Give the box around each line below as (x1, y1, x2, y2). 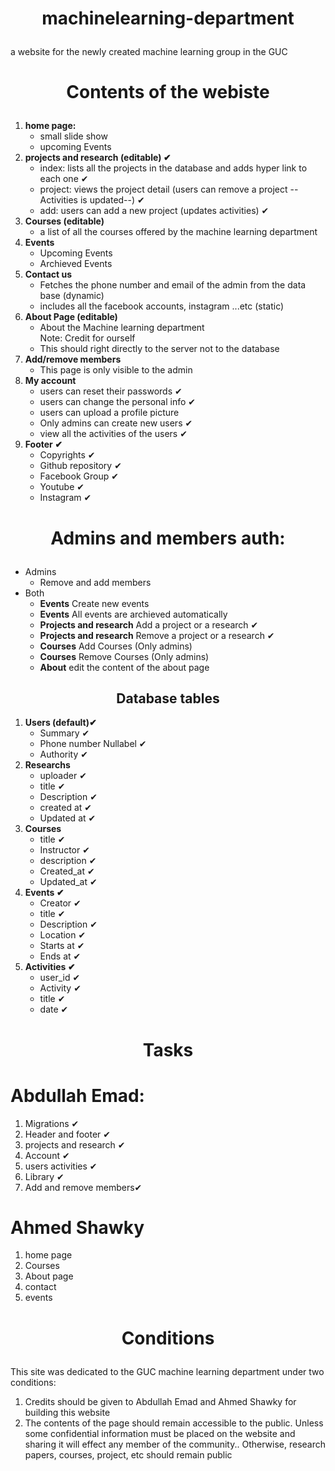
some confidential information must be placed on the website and (24, 1427, 296, 1439)
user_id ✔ (39, 972, 81, 984)
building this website (24, 1406, 111, 1418)
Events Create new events (39, 597, 150, 609)
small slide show (39, 130, 108, 142)
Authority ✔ (39, 748, 88, 761)
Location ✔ (39, 929, 87, 941)
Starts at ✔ (39, 940, 85, 952)
